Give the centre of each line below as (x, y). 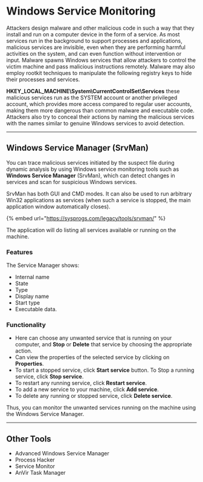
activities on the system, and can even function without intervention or (94, 53)
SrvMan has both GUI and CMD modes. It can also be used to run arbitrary (99, 193)
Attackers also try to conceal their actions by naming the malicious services (100, 117)
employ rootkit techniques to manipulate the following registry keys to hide (99, 73)
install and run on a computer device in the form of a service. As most (93, 34)
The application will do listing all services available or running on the (91, 230)
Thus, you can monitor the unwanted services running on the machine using (101, 408)
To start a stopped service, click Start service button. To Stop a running (105, 370)
